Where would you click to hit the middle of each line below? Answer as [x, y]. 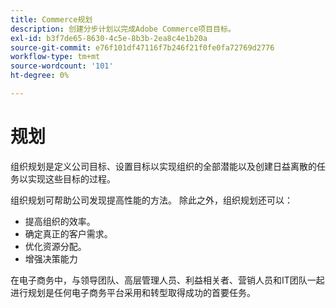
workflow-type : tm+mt [55, 57]
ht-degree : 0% [40, 76]
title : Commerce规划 [51, 19]
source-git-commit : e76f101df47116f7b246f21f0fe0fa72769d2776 [142, 47]
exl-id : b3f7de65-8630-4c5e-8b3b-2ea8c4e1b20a [109, 38]
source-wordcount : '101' [62, 66]
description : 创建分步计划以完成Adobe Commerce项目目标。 [123, 29]
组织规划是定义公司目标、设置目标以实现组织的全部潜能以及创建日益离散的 [163, 166]
